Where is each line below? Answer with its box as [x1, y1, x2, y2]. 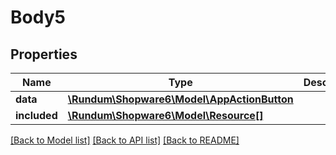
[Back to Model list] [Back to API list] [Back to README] [10, 134, 240, 146]
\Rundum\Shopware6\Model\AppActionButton [67, 92, 294, 106]
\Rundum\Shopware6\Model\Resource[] [67, 109, 264, 122]
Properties [10, 46, 78, 63]
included [15, 109, 58, 122]
